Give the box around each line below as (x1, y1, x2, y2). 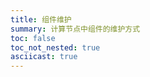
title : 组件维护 (10, 14, 72, 25)
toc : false (10, 33, 56, 43)
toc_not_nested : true (10, 42, 101, 53)
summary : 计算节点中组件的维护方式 (10, 24, 141, 34)
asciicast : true (10, 52, 78, 62)
